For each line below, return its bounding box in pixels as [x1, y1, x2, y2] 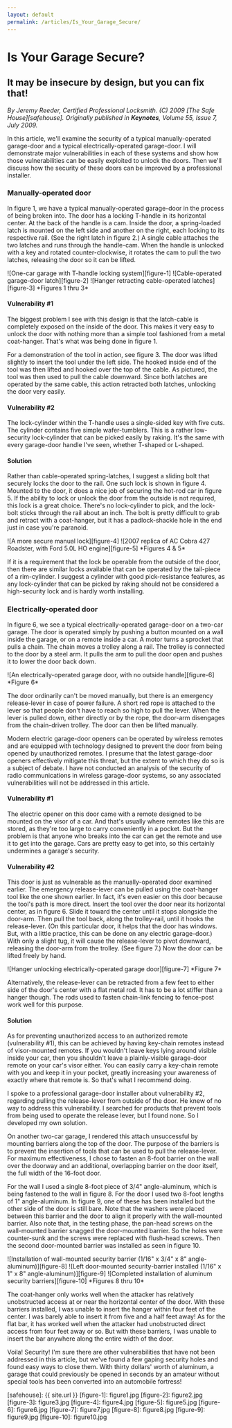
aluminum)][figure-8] [7, 1262, 68, 1271]
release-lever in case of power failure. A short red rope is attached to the [7, 699, 215, 707]
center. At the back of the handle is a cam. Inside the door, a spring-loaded [7, 218, 222, 227]
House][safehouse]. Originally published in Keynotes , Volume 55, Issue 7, [7, 113, 217, 121]
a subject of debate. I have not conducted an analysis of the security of [7, 763, 211, 772]
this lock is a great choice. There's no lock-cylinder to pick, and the [7, 501, 199, 510]
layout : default [7, 11, 54, 18]
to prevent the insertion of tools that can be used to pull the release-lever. [7, 1147, 217, 1156]
